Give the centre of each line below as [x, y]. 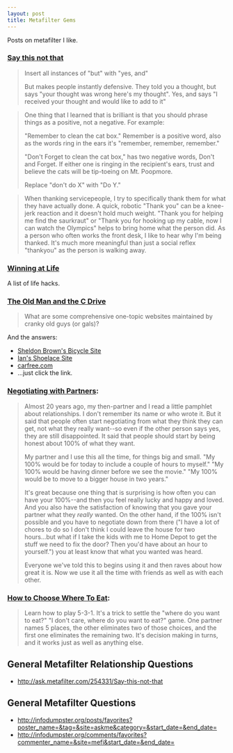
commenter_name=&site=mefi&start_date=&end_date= [96, 742]
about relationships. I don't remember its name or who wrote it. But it [122, 413]
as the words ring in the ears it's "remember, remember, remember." [122, 143]
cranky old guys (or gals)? [62, 324]
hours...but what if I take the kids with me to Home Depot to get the [120, 537]
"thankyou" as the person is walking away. [85, 250]
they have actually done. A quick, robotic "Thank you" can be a [115, 205]
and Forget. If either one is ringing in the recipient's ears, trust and [119, 164]
